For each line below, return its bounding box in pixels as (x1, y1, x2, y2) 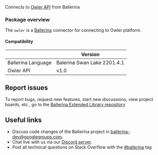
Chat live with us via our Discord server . (12, 139, 93, 145)
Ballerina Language (7, 59, 52, 66)
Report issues (5, 83, 48, 92)
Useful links (5, 116, 42, 124)
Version (81, 51, 100, 58)
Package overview (5, 16, 50, 23)
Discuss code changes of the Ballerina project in (12, 129, 110, 135)
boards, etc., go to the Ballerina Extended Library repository (5, 102, 125, 108)
